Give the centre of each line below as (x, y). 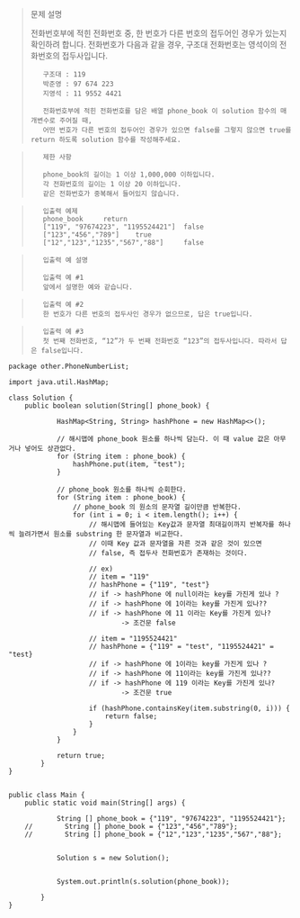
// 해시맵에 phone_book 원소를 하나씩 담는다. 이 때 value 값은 (163, 439)
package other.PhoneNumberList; (69, 366)
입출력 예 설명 (66, 260)
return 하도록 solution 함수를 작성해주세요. (106, 139)
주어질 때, (75, 121)
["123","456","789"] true (97, 235)
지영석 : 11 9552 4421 (82, 94)
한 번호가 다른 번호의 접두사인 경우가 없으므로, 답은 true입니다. (148, 314)
